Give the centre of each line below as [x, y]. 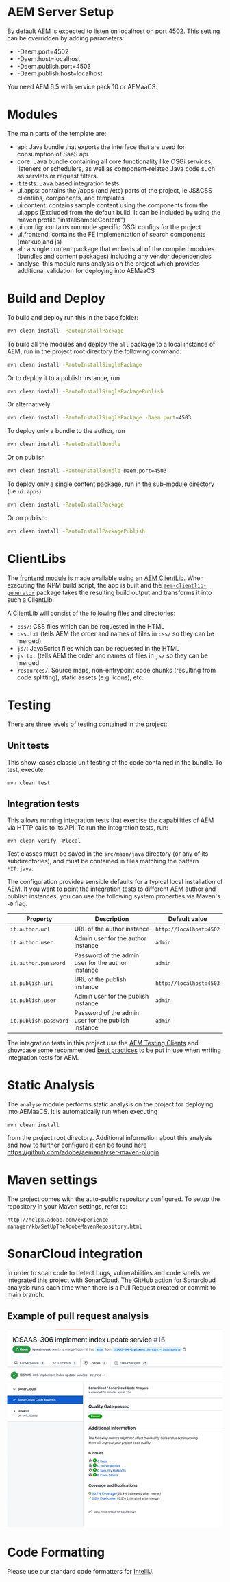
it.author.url [30, 930]
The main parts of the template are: [57, 133]
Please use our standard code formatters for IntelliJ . [80, 1571]
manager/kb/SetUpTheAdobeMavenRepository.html [75, 1226]
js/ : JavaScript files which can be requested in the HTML [98, 648]
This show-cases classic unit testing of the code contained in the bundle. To [115, 762]
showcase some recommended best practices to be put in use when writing [114, 1050]
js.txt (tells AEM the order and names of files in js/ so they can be [113, 655]
